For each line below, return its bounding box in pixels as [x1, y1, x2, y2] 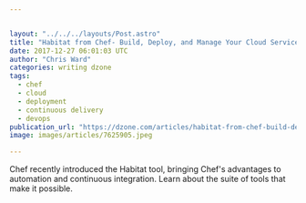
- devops [17, 114, 51, 123]
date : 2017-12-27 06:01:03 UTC [9, 46, 128, 56]
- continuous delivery [17, 106, 104, 115]
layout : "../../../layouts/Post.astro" [9, 29, 161, 38]
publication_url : [9, 122, 76, 132]
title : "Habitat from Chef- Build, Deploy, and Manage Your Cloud [9, 37, 267, 46]
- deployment [17, 96, 67, 106]
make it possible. [9, 183, 73, 194]
